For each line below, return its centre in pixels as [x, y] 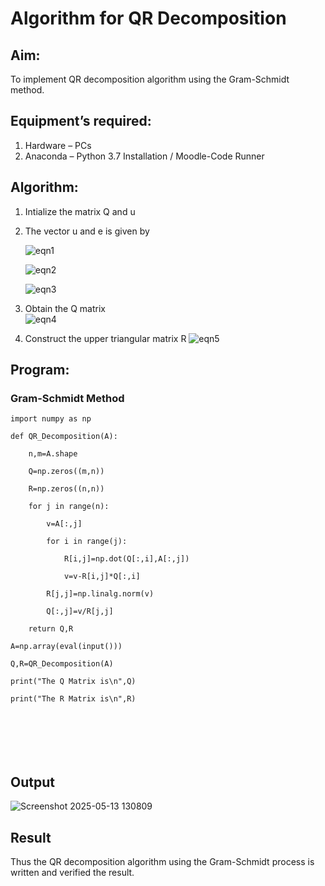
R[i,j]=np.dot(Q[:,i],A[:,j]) [126, 559]
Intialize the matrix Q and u [80, 211]
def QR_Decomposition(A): [64, 437]
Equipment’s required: [81, 121]
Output [32, 782]
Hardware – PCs [58, 145]
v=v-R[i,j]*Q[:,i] [102, 577]
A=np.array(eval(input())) [66, 647]
